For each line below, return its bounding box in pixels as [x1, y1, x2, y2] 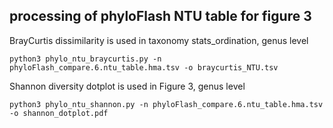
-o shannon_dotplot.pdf [9, 108, 109, 118]
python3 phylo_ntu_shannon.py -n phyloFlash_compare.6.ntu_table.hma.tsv [9, 99, 324, 109]
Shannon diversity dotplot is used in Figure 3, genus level [9, 80, 246, 92]
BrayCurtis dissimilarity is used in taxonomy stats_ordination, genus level [9, 34, 309, 46]
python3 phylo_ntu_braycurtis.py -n [9, 54, 162, 64]
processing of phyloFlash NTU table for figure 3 [9, 8, 312, 25]
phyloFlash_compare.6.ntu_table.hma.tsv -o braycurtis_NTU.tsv [9, 62, 279, 73]
